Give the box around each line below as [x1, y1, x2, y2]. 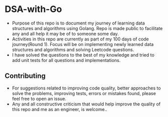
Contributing [5, 71, 46, 80]
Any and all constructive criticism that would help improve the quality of [12, 101, 161, 107]
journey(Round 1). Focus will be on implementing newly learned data [12, 41, 154, 47]
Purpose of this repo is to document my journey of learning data [12, 20, 145, 26]
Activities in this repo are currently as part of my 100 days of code [12, 36, 149, 42]
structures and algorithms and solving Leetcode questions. [12, 46, 134, 52]
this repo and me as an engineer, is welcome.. [12, 106, 108, 112]
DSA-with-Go [5, 3, 62, 15]
